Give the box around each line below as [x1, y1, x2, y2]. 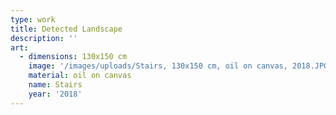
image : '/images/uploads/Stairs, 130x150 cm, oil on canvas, [28, 61, 288, 71]
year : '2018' [28, 89, 83, 99]
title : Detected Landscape [10, 24, 123, 34]
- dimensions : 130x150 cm [19, 52, 128, 62]
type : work [10, 14, 56, 25]
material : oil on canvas [28, 71, 132, 81]
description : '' [10, 33, 78, 43]
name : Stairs [28, 80, 83, 90]
